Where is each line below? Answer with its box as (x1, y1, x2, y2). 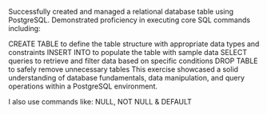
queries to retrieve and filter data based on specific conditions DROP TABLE (8, 56, 258, 65)
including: (8, 24, 42, 33)
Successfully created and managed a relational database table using (8, 7, 234, 16)
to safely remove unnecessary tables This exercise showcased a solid (8, 65, 238, 74)
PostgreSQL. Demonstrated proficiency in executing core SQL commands (8, 15, 250, 25)
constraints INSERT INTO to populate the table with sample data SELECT (8, 48, 248, 57)
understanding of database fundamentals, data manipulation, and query (8, 73, 245, 82)
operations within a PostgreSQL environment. (8, 81, 158, 91)
